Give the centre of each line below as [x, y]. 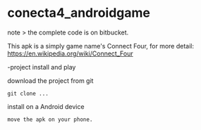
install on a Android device [46, 106]
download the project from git [50, 80]
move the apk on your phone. [50, 119]
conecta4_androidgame [79, 13]
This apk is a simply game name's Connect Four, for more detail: [100, 46]
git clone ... [28, 93]
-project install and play [42, 67]
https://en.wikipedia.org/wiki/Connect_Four [70, 53]
